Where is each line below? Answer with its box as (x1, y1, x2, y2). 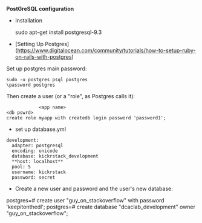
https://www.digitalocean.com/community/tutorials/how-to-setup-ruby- (17, 47, 196, 54)
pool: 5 (11, 164, 31, 170)
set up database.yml (15, 125, 67, 133)
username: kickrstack (11, 169, 67, 175)
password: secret (11, 175, 56, 181)
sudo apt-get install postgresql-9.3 (15, 28, 102, 36)
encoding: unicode (11, 148, 59, 154)
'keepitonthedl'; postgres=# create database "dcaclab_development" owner (6, 203, 195, 210)
